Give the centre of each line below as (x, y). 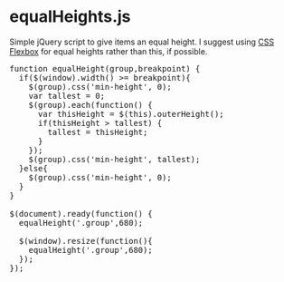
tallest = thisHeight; (98, 132)
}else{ (33, 168)
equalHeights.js (70, 17)
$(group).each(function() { (90, 105)
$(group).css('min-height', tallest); (114, 159)
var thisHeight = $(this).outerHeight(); (131, 114)
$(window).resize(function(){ (85, 241)
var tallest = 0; (67, 96)
